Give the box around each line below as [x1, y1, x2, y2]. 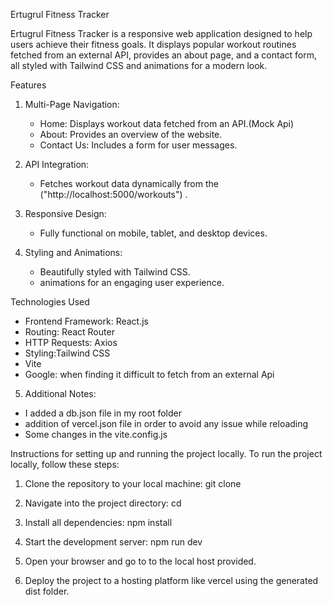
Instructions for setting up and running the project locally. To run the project [10, 448, 323, 459]
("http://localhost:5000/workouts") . [39, 189, 188, 200]
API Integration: [24, 159, 90, 170]
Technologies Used [10, 296, 90, 308]
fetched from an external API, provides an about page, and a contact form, [10, 49, 317, 61]
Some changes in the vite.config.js [24, 429, 168, 440]
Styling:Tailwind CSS [24, 347, 111, 359]
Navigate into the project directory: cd [24, 497, 182, 509]
